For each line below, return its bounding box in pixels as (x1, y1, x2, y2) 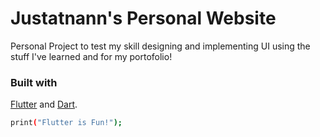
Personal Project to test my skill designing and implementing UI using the (10, 40, 311, 52)
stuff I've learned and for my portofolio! (10, 50, 173, 62)
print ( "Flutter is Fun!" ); (10, 118, 123, 128)
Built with (10, 75, 58, 89)
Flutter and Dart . (10, 98, 78, 111)
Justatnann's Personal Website (10, 7, 277, 30)
